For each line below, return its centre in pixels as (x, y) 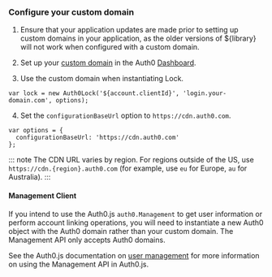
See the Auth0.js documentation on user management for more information (134, 255)
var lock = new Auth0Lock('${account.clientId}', (94, 93)
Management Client (43, 195)
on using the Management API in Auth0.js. (79, 264)
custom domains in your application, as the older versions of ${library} (138, 38)
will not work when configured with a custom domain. (110, 47)
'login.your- (205, 93)
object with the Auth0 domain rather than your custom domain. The (121, 231)
